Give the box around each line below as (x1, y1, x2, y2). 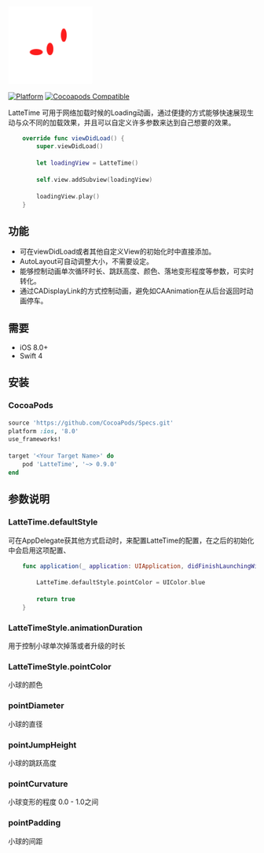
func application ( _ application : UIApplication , (22, 562, 185, 570)
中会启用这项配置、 (8, 545, 71, 554)
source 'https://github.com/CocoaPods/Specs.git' (8, 419, 174, 427)
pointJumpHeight (8, 739, 77, 750)
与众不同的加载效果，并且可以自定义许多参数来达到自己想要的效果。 (14, 117, 236, 127)
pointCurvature (8, 778, 68, 789)
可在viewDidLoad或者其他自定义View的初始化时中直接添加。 (19, 247, 216, 257)
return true (36, 595, 76, 603)
